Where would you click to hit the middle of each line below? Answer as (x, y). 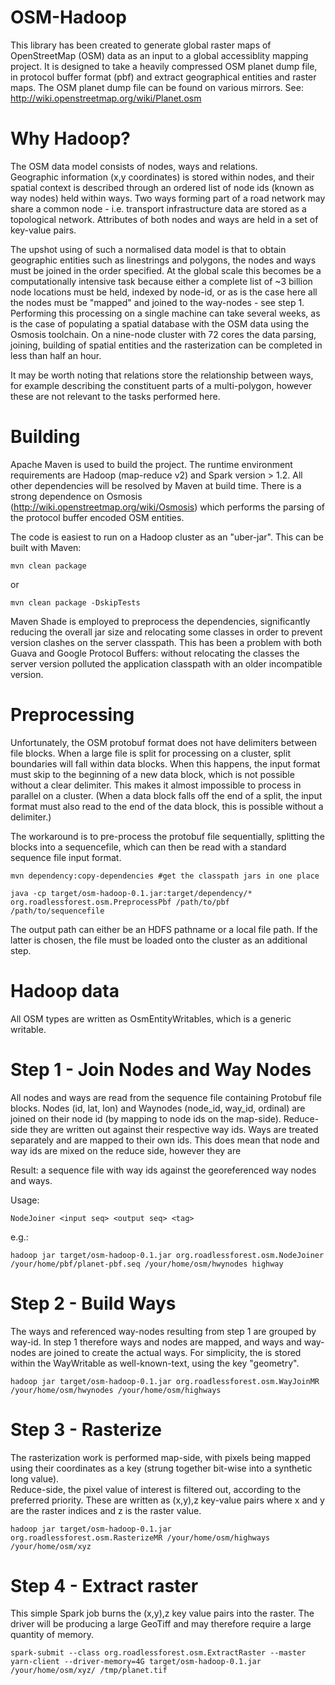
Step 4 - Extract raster (104, 1585)
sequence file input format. (66, 857)
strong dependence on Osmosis (76, 496)
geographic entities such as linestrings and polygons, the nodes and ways (163, 260)
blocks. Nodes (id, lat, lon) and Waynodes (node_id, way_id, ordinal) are (158, 1108)
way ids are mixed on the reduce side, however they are (126, 1150)
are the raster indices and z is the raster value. (106, 1510)
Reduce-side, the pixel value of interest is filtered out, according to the (156, 1489)
